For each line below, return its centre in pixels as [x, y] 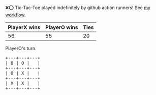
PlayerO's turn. [21, 48]
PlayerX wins [24, 27]
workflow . [15, 15]
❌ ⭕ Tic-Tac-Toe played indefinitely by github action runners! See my [78, 8]
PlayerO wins [62, 27]
